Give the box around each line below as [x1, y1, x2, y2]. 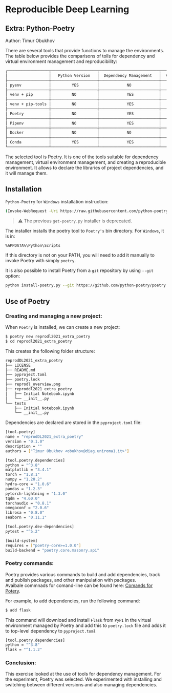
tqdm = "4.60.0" [5, 496, 40, 501]
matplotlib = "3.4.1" [5, 467, 52, 472]
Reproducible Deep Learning [5, 4, 130, 15]
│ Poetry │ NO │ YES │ [5, 111, 161, 116]
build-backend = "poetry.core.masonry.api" [5, 548, 100, 553]
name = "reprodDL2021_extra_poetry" [5, 434, 83, 439]
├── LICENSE [5, 363, 31, 368]
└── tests [5, 401, 27, 406]
